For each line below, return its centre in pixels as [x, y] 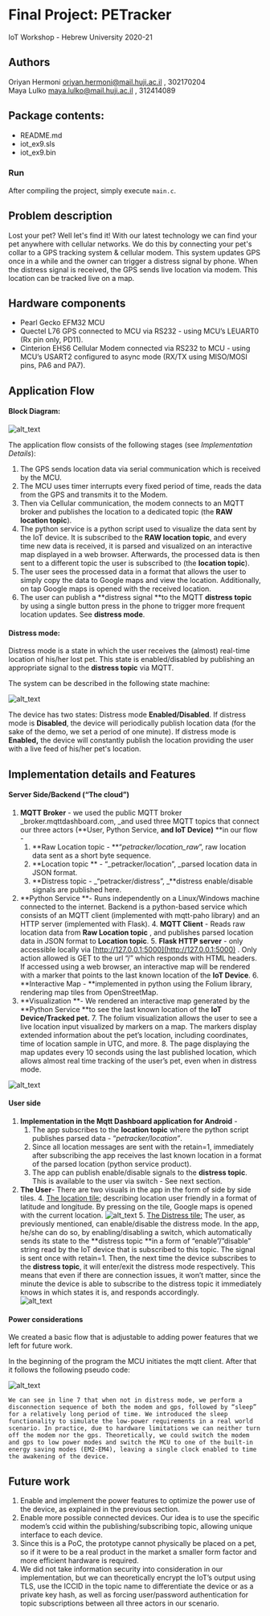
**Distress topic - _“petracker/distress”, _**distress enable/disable [142, 881]
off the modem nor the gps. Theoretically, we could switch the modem [129, 1436]
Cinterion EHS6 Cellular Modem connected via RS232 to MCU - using [135, 349]
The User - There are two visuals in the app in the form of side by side [135, 1190]
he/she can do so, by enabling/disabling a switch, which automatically [136, 1233]
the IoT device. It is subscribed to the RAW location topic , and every [133, 538]
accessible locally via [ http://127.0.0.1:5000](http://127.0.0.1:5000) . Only [138, 949]
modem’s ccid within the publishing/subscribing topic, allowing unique [136, 1527]
